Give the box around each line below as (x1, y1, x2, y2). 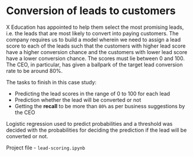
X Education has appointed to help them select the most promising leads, (6, 24, 184, 31)
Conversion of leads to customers (6, 4, 176, 18)
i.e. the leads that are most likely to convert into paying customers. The (6, 29, 179, 36)
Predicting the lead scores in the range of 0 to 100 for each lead (14, 90, 170, 97)
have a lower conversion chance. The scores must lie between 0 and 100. (6, 55, 185, 62)
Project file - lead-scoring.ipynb (6, 144, 86, 151)
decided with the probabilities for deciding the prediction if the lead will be (6, 126, 187, 133)
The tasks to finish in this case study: (6, 78, 97, 86)
